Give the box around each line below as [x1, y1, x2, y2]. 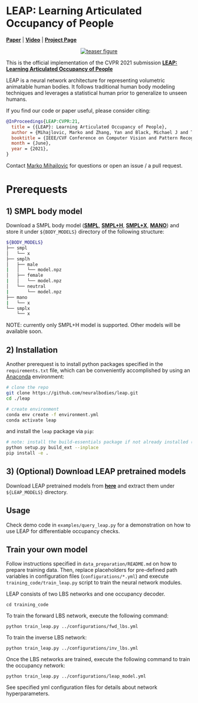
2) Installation [6, 345, 58, 355]
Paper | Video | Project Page [6, 36, 77, 43]
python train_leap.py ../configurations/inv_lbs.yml [6, 645, 138, 652]
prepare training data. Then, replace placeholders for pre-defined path [6, 567, 178, 574]
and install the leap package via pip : [6, 428, 94, 435]
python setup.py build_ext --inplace [6, 444, 99, 451]
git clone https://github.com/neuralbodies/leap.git [6, 390, 138, 396]
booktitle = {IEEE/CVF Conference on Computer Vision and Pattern [11, 135, 178, 141]
